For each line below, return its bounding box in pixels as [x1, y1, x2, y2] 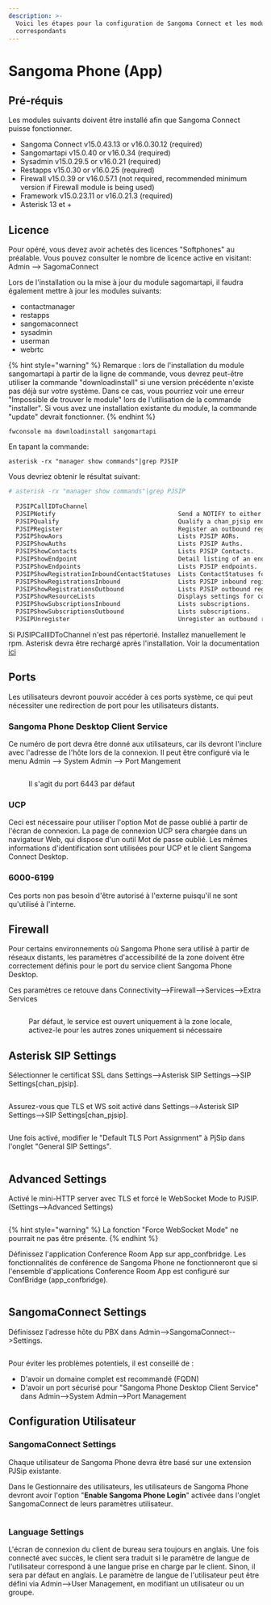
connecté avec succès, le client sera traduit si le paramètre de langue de [8, 1552, 250, 1562]
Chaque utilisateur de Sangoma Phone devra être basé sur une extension [8, 1457, 252, 1467]
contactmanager [19, 302, 75, 311]
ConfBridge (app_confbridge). [8, 1275, 109, 1285]
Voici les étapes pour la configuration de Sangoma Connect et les [15, 19, 248, 28]
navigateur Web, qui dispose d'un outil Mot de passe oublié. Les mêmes [8, 835, 248, 845]
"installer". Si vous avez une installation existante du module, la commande [8, 404, 257, 413]
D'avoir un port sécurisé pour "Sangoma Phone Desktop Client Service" [19, 1383, 260, 1392]
